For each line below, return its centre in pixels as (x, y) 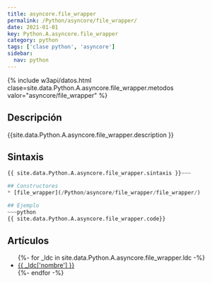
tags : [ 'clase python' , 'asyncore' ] (61, 47)
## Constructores (33, 186)
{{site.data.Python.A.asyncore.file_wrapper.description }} (91, 135)
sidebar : (20, 54)
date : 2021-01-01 (33, 27)
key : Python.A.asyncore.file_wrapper (63, 34)
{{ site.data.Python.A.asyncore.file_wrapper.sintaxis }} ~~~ (99, 173)
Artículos (28, 241)
